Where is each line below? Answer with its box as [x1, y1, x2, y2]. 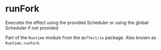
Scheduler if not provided [5, 24, 59, 30]
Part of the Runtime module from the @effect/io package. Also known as [5, 34, 156, 40]
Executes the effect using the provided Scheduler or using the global [5, 19, 149, 25]
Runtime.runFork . [5, 39, 41, 45]
